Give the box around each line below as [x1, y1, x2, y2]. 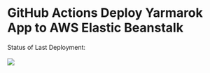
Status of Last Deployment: [7, 43, 86, 51]
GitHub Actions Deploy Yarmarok [7, 5, 203, 21]
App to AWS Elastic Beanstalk [7, 20, 184, 36]
